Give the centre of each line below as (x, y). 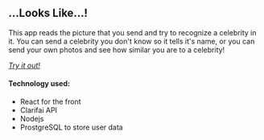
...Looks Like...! (48, 13)
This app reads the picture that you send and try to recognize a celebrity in (132, 32)
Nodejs (32, 119)
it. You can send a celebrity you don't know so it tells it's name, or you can (132, 41)
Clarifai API (39, 110)
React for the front (51, 102)
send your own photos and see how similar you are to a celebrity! (117, 49)
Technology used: (39, 84)
